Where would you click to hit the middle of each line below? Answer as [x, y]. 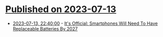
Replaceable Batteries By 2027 [45, 28]
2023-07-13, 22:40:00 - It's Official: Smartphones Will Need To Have [85, 23]
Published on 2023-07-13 [61, 9]
